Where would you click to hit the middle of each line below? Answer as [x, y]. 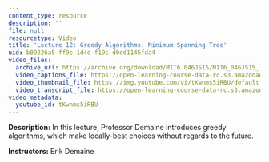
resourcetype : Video [43, 38]
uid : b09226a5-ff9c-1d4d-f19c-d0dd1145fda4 [82, 53]
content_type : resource [48, 16]
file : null [26, 30]
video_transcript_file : [55, 90]
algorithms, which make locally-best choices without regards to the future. [131, 136]
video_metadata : [35, 97]
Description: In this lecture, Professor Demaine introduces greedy [117, 128]
